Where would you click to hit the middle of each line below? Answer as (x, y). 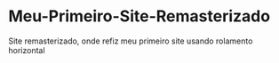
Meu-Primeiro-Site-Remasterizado (139, 16)
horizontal (27, 50)
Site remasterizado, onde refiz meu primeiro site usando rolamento (131, 41)
